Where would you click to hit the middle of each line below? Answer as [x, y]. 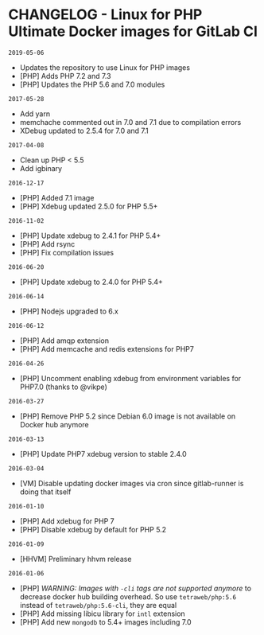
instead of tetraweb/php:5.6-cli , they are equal [98, 605]
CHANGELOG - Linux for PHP [105, 15]
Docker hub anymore [54, 424]
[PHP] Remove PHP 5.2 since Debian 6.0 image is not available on [128, 416]
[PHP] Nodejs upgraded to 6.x [69, 311]
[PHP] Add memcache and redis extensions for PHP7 [107, 349]
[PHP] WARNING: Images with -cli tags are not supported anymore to [136, 588]
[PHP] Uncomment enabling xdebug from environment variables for [130, 378]
